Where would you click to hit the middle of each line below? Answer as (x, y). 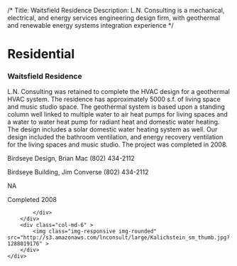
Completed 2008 (32, 200)
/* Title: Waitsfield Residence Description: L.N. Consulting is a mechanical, (116, 10)
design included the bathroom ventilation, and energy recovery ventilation (115, 137)
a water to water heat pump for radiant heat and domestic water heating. (114, 122)
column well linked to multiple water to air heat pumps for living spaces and (118, 115)
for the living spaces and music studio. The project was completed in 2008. (118, 144)
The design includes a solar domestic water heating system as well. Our (112, 129)
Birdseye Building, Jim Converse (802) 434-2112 (78, 172)
